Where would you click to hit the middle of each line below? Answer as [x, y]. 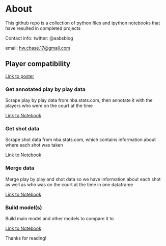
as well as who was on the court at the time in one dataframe [69, 184]
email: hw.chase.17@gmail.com [38, 48]
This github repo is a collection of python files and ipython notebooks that [83, 23]
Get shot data [22, 128]
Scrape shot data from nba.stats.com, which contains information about [81, 139]
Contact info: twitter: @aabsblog [39, 38]
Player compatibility [38, 64]
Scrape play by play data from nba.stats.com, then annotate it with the [79, 100]
